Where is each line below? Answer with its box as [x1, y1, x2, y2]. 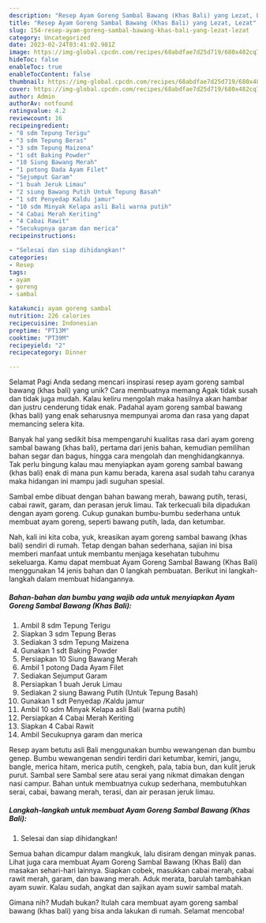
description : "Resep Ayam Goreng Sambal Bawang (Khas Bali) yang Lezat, [9, 11, 253, 20]
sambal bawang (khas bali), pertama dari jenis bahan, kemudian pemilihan [9, 443, 250, 453]
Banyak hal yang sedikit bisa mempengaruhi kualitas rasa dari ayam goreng [9, 435, 255, 444]
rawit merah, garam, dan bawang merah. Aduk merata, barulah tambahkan [9, 874, 252, 883]
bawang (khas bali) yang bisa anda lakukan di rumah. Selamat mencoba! [9, 906, 245, 916]
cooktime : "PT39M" [9, 333, 69, 342]
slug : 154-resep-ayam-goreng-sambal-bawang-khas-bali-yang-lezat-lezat [9, 26, 249, 34]
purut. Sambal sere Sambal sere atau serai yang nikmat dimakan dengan [9, 770, 245, 780]
